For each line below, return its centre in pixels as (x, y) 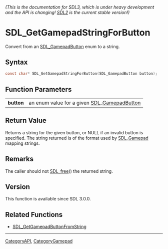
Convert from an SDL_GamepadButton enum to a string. (62, 46)
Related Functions (34, 215)
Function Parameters (38, 89)
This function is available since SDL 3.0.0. (48, 199)
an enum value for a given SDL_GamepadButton (85, 103)
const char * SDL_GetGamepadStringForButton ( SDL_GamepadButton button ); (81, 74)
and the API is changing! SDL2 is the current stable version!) (67, 12)
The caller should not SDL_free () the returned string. (59, 171)
